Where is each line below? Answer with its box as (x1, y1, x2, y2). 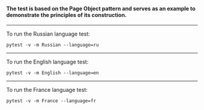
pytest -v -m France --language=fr (6, 98, 97, 104)
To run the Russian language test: (6, 30, 90, 37)
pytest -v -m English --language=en (6, 70, 99, 76)
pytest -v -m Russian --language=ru (6, 42, 99, 48)
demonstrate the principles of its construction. (6, 11, 127, 18)
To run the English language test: (6, 58, 89, 66)
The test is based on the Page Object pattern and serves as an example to (6, 5, 196, 12)
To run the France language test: (6, 86, 88, 94)
